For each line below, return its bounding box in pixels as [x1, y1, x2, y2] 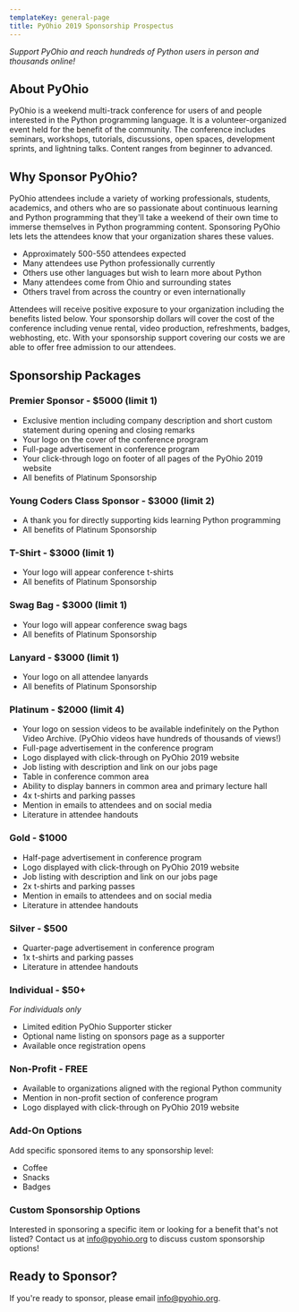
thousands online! [9, 56, 76, 66]
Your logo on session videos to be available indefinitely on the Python [21, 724, 279, 734]
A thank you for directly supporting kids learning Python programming [21, 515, 281, 526]
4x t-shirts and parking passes [21, 790, 136, 802]
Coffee [21, 1162, 48, 1173]
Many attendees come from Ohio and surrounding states [21, 277, 232, 287]
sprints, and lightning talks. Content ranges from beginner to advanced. [9, 143, 273, 154]
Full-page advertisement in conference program [21, 443, 200, 454]
